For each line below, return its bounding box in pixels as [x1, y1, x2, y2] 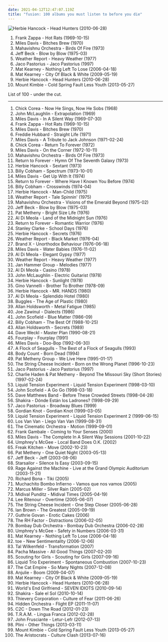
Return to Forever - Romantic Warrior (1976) [15, 220, 104, 226]
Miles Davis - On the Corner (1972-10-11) [15, 147, 98, 153]
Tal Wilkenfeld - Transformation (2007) [15, 543, 94, 549]
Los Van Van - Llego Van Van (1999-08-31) [15, 418, 102, 424]
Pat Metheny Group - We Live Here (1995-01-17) [15, 355, 113, 361]
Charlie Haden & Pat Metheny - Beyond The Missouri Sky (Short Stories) [15, 371, 162, 377]
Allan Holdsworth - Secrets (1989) [15, 324, 84, 330]
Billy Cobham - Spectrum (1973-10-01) [15, 168, 93, 174]
